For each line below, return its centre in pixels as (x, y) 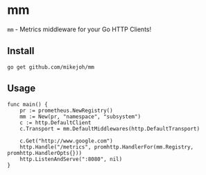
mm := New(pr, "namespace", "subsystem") (80, 117)
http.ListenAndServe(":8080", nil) (71, 159)
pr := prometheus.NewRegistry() (66, 110)
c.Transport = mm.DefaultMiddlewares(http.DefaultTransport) (110, 128)
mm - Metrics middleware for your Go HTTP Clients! (79, 29)
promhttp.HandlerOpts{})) (44, 153)
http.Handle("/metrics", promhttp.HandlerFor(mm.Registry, (107, 147)
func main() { (28, 104)
